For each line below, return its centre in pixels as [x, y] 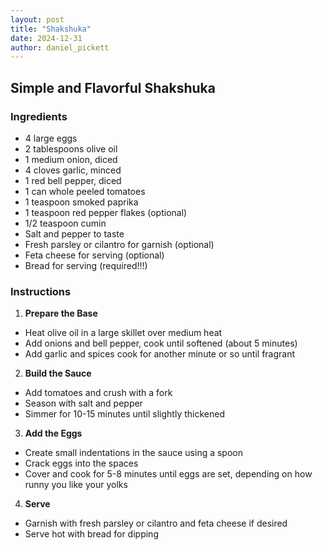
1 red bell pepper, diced [73, 180]
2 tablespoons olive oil [71, 148]
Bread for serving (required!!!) [86, 265]
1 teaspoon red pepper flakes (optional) [106, 212]
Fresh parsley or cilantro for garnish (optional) [119, 244]
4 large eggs [51, 138]
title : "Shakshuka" [51, 29]
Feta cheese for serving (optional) [94, 255]
